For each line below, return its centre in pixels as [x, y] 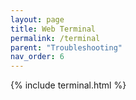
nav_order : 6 [37, 57]
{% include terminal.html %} [68, 85]
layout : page [37, 19]
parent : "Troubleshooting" [66, 47]
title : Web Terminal [53, 29]
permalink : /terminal [55, 38]
